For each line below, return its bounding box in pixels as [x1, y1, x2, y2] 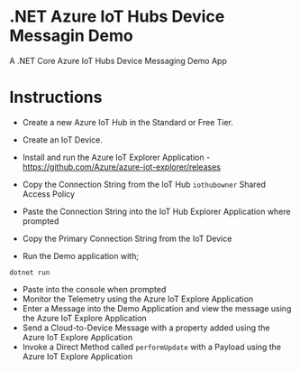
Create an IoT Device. [22, 134, 104, 145]
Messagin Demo [9, 25, 133, 46]
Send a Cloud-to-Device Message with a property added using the [22, 322, 270, 333]
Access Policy [22, 188, 75, 199]
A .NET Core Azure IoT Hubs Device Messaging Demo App [9, 55, 227, 66]
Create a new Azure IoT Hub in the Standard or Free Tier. [22, 116, 234, 127]
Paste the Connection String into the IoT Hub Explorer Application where [22, 206, 291, 217]
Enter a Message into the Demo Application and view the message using [22, 302, 292, 313]
